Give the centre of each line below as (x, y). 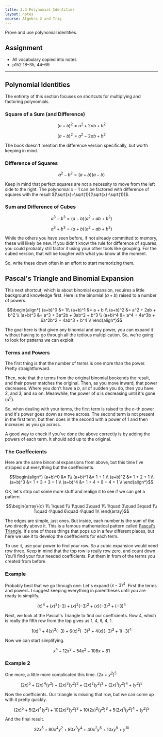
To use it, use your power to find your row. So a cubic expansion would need (81, 546)
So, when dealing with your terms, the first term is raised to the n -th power (80, 409)
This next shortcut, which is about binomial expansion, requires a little (75, 290)
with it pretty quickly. (26, 699)
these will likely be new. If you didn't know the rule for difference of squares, (81, 243)
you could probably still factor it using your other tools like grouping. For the (81, 249)
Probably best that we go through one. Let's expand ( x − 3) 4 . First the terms (81, 585)
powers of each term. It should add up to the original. (58, 439)
